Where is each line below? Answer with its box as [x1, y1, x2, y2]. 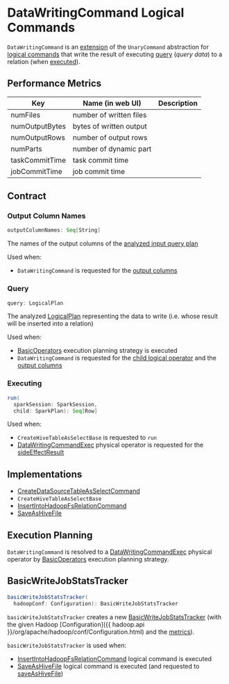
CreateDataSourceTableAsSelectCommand [17, 487, 140, 495]
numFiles [10, 110, 40, 120]
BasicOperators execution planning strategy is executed [17, 347, 178, 355]
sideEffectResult [17, 448, 65, 456]
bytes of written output [72, 121, 147, 131]
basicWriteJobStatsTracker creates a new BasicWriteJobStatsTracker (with [7, 612, 222, 621]
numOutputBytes [10, 121, 66, 131]
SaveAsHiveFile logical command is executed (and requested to [17, 662, 200, 670]
